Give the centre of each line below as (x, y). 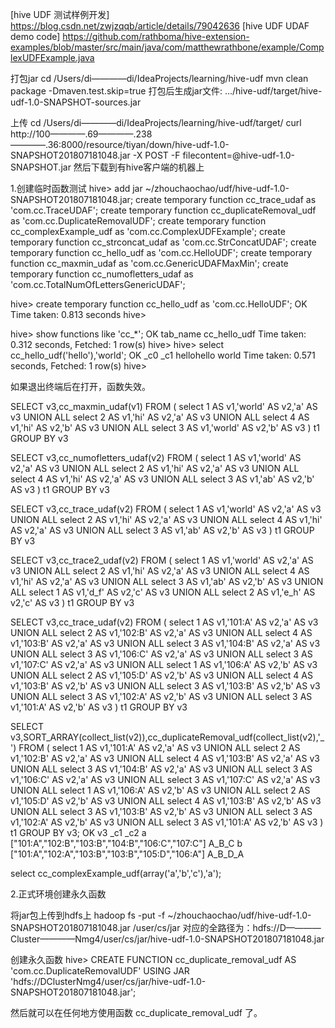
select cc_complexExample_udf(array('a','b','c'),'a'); (116, 873)
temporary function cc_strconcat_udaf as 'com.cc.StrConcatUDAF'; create (163, 242)
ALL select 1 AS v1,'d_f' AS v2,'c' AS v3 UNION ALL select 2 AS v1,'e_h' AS (163, 592)
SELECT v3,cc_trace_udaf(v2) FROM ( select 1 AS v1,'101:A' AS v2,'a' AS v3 (164, 622)
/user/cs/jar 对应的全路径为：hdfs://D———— (227, 927)
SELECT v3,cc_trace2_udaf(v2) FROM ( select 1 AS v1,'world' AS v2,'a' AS (162, 560)
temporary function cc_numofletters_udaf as (102, 274)
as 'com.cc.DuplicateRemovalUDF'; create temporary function (138, 221)
